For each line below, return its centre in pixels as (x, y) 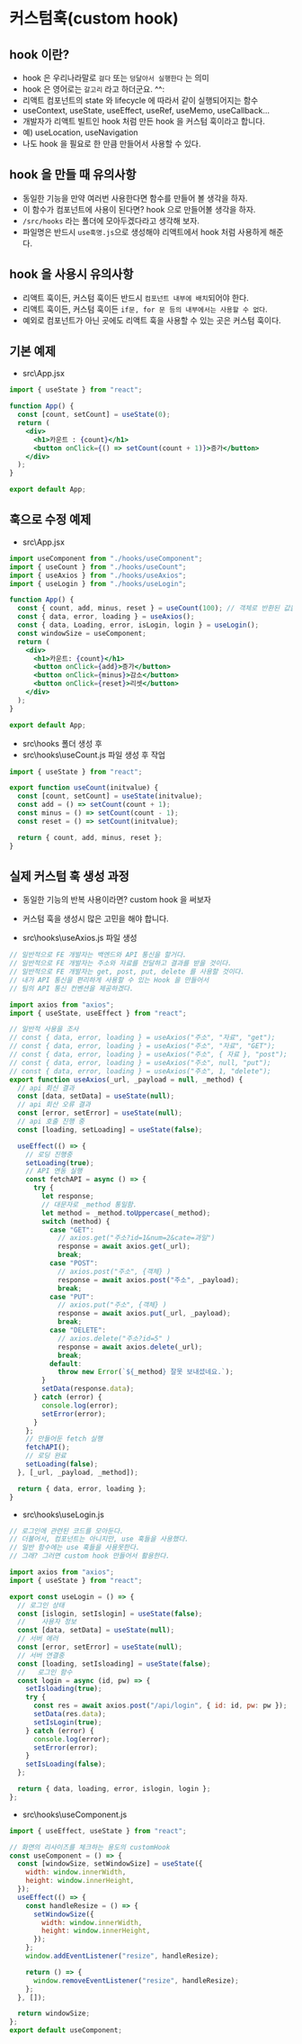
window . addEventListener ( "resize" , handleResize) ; (122, 1956)
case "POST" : (74, 1263)
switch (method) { (76, 1221)
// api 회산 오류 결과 (54, 1105)
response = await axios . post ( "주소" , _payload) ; (148, 1280)
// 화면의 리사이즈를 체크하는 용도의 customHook (90, 1847)
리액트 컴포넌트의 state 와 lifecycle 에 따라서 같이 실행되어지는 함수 (140, 100)
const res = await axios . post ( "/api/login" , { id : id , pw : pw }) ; (160, 1706)
